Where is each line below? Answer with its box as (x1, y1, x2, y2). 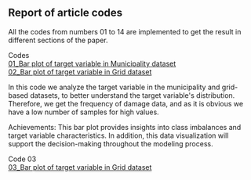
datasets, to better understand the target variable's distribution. (30, 90, 235, 100)
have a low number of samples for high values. (8, 107, 159, 117)
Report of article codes (8, 6, 123, 20)
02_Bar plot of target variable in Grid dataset (8, 67, 152, 77)
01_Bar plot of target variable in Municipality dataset (8, 59, 176, 68)
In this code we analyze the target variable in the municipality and (8, 82, 220, 92)
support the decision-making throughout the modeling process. (8, 139, 213, 148)
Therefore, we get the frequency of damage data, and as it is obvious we (8, 99, 244, 108)
